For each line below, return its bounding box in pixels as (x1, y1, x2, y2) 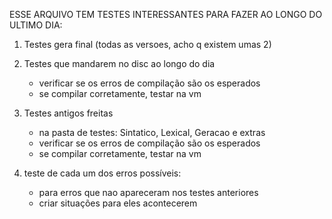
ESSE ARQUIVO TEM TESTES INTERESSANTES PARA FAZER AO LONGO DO (9, 9, 323, 20)
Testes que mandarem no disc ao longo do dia (23, 58, 216, 69)
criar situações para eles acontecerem (38, 197, 198, 209)
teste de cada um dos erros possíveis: (23, 167, 182, 179)
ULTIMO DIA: (9, 19, 63, 31)
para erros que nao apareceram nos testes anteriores (38, 187, 259, 198)
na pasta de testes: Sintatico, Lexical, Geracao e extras (38, 127, 266, 138)
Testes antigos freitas (23, 107, 114, 119)
